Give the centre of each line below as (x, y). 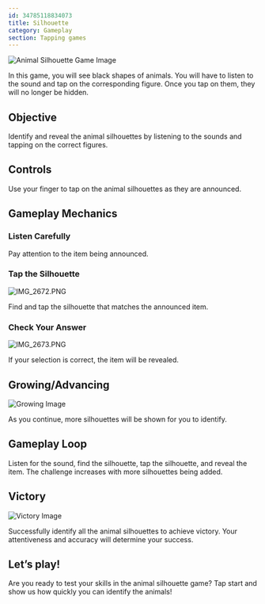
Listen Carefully (40, 236)
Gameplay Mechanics (63, 214)
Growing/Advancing (59, 385)
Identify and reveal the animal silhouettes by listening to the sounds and (125, 136)
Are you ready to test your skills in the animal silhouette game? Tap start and (132, 583)
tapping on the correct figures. (58, 145)
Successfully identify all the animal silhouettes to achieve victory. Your (123, 531)
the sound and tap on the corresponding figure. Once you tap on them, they (132, 84)
